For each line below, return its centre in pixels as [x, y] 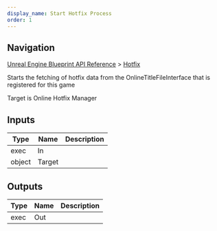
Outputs [25, 186]
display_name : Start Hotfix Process [59, 13]
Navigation [31, 48]
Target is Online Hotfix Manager [52, 98]
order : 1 [20, 20]
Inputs [21, 120]
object [21, 162]
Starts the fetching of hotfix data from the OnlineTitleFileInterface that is [109, 78]
